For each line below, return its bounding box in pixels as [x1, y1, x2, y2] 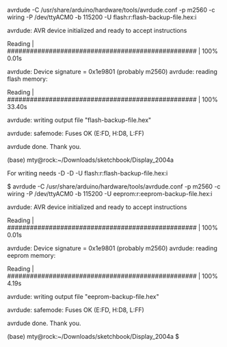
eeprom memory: [7, 252, 56, 259]
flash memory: [7, 75, 48, 83]
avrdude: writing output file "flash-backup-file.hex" [7, 116, 152, 124]
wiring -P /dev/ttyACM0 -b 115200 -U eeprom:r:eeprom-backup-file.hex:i [7, 190, 213, 198]
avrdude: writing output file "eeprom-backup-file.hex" [7, 293, 159, 300]
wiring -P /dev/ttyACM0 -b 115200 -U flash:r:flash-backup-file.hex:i [7, 13, 197, 21]
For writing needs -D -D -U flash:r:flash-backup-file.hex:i [7, 169, 168, 177]
